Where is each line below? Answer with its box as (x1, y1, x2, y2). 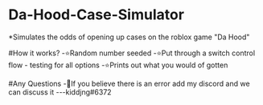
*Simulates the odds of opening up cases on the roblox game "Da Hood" (8, 32, 250, 42)
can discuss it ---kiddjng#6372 (8, 87, 112, 97)
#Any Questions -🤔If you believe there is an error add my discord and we (8, 79, 251, 88)
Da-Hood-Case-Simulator (8, 6, 185, 24)
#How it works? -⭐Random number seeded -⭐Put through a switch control (8, 48, 256, 58)
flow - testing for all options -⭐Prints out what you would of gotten (8, 60, 228, 70)
